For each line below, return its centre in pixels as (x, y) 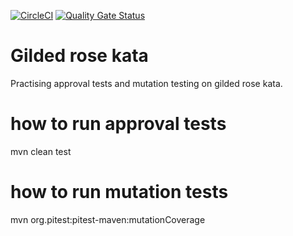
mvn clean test (41, 151)
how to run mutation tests (119, 192)
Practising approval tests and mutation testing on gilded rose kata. (146, 83)
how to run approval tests (118, 124)
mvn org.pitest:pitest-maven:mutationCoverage (108, 219)
